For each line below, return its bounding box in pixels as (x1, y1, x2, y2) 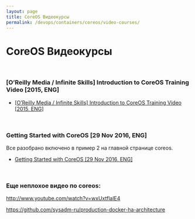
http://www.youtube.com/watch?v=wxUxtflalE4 (6, 195, 121, 202)
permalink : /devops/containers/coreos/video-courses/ (6, 19, 141, 25)
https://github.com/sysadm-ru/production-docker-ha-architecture (6, 206, 166, 213)
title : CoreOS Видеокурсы (6, 14, 69, 20)
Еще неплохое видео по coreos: (6, 182, 101, 190)
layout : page (6, 8, 38, 15)
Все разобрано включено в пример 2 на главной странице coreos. (6, 144, 173, 151)
